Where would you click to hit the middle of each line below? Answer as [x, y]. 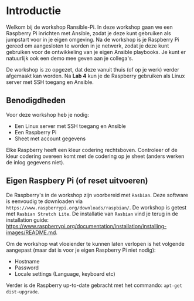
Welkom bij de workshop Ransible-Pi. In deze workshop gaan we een [89, 27]
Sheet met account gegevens [50, 138]
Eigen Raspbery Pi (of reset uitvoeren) [77, 181]
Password [27, 268]
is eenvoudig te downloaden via [45, 201]
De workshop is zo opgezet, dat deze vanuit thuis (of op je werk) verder [93, 69]
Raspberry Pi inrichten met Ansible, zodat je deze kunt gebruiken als [89, 33]
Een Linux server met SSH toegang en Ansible [70, 126]
